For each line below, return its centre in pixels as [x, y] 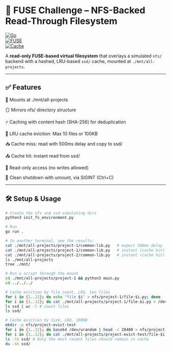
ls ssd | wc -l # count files [37, 306]
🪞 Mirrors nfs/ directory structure [41, 110]
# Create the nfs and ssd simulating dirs [51, 213]
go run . [15, 232]
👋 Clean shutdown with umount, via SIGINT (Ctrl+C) [60, 177]
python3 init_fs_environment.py [39, 218]
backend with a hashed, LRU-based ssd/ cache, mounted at [68, 61]
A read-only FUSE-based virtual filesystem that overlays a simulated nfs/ [84, 56]
